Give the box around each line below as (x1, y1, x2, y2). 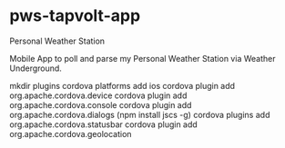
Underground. (9, 63, 62, 74)
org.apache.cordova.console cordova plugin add (9, 99, 192, 110)
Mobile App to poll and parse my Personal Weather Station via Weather (9, 53, 276, 64)
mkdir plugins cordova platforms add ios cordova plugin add (9, 80, 235, 91)
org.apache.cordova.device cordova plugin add (9, 90, 188, 101)
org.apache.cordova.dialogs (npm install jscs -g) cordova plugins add (9, 109, 270, 120)
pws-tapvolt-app (9, 5, 141, 26)
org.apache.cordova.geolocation (9, 128, 132, 139)
